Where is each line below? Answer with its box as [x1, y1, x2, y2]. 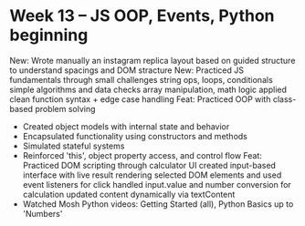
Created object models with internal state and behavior [22, 120, 230, 132]
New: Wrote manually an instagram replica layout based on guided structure [9, 55, 296, 66]
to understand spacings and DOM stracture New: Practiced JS [9, 65, 245, 76]
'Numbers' [22, 208, 63, 219]
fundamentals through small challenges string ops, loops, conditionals [9, 74, 274, 85]
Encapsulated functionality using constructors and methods [22, 130, 248, 141]
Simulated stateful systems [22, 140, 125, 151]
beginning [9, 25, 89, 46]
